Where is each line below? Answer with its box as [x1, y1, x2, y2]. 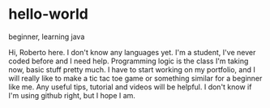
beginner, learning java [8, 32, 85, 41]
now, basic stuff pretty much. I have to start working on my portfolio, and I [8, 64, 255, 74]
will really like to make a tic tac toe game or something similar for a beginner [8, 73, 263, 83]
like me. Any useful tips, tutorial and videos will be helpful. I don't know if [8, 82, 252, 92]
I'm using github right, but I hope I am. [8, 90, 136, 100]
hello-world [8, 5, 89, 24]
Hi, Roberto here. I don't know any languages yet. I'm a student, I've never [8, 47, 256, 57]
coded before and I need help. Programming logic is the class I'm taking [8, 56, 249, 66]
